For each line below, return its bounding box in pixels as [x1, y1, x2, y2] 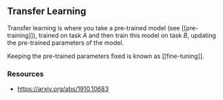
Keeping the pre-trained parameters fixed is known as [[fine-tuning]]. [7, 52, 205, 60]
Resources [7, 69, 44, 79]
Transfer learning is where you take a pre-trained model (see [7, 23, 181, 32]
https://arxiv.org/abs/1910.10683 [17, 85, 109, 93]
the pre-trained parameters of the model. [7, 38, 124, 47]
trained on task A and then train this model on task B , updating [38, 31, 216, 39]
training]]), [7, 31, 37, 39]
